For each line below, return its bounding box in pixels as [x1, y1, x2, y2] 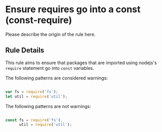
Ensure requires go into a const [5, 4, 141, 15]
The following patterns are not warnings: [5, 103, 91, 109]
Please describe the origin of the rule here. [5, 31, 96, 37]
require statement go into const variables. [5, 65, 94, 71]
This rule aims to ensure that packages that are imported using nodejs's [5, 60, 157, 66]
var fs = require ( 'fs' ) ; [5, 89, 58, 94]
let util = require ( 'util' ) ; [5, 94, 68, 99]
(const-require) [5, 14, 72, 26]
